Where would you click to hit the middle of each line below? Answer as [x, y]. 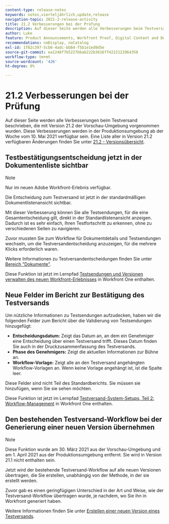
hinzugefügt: [18, 326]
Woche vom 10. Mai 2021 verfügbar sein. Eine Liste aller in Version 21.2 [79, 136]
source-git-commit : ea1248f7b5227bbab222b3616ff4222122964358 [72, 52]
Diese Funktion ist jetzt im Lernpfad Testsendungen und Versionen [74, 274]
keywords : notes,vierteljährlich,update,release [57, 15]
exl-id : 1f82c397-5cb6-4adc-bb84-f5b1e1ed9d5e [55, 47]
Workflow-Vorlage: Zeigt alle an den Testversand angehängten [78, 362]
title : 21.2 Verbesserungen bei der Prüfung [53, 24]
